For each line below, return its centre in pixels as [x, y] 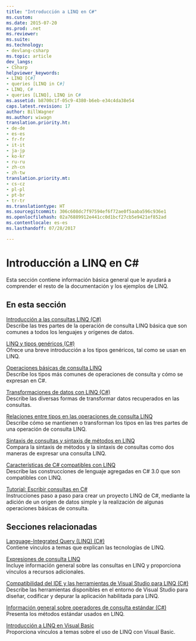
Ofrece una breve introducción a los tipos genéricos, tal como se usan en [96, 349]
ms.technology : [25, 45]
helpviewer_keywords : [33, 73]
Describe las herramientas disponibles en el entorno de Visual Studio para [97, 590]
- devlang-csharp [28, 51]
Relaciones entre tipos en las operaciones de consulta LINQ [80, 416]
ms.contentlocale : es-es [37, 223]
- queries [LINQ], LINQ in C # [44, 95]
